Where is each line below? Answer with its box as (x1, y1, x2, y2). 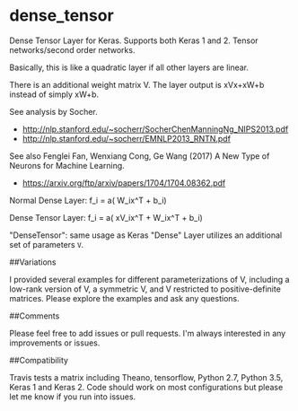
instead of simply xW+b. (9, 89, 100, 100)
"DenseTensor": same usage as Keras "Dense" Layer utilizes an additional (9, 230, 283, 240)
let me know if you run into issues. (9, 391, 136, 402)
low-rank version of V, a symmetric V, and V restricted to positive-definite (9, 284, 281, 294)
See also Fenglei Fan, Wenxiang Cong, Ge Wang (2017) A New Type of (9, 150, 270, 162)
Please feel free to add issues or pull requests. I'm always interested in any (9, 328, 286, 338)
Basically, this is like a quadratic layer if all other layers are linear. (9, 62, 250, 73)
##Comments (9, 310, 60, 321)
